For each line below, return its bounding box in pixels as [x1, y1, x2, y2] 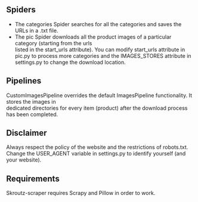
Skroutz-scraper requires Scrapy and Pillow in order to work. [6, 189, 156, 197]
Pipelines [6, 76, 42, 86]
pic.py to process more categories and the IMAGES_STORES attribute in [14, 52, 192, 59]
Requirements [6, 173, 60, 184]
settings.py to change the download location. [14, 58, 126, 66]
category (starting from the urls [14, 39, 92, 46]
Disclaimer [6, 128, 47, 138]
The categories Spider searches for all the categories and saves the [14, 20, 182, 27]
